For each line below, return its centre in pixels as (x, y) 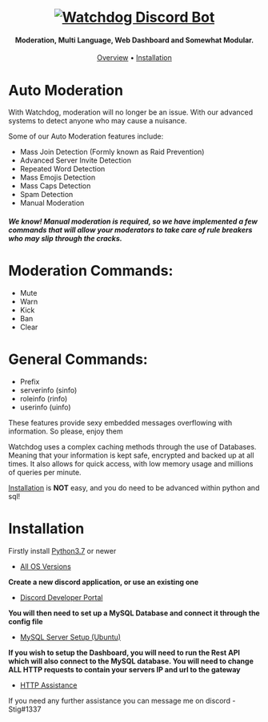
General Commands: (78, 359)
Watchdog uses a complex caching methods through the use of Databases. (132, 446)
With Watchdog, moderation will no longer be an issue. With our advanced (131, 112)
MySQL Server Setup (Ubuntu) (70, 637)
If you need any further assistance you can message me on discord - (122, 700)
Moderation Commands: (91, 271)
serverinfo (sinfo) (48, 390)
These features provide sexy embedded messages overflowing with (120, 422)
